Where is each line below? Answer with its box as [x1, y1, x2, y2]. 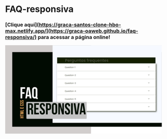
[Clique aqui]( [5, 21, 39, 28]
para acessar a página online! [37, 34, 111, 41]
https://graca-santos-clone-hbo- [39, 21, 121, 28]
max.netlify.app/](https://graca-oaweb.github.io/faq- [5, 27, 138, 34]
